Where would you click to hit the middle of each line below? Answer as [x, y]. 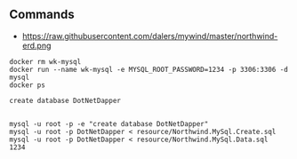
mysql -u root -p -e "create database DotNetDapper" [109, 123]
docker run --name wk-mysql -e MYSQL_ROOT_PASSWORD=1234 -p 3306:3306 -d [149, 69]
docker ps [28, 85]
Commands [42, 15]
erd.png [36, 45]
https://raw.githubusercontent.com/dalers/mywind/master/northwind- [150, 36]
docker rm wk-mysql [45, 61]
